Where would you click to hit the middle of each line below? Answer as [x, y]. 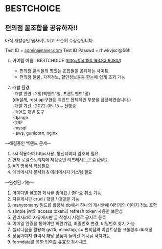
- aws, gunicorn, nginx [35, 133]
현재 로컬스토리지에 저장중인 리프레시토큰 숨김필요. [60, 160]
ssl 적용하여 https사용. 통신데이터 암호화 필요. [56, 153]
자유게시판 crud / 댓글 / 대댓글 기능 [46, 199]
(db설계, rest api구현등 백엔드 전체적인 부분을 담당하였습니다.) [71, 100]
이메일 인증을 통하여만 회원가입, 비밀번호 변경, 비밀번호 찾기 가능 [74, 223]
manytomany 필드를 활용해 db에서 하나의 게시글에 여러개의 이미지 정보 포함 [85, 205]
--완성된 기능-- [20, 182]
